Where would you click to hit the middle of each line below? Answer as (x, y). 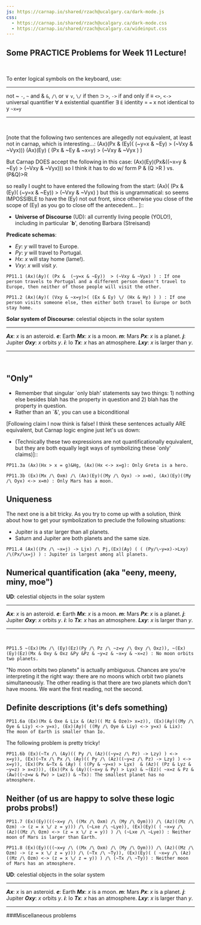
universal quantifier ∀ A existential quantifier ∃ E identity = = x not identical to (100, 102)
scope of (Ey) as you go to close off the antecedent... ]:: (75, 205)
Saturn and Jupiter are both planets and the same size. (83, 538)
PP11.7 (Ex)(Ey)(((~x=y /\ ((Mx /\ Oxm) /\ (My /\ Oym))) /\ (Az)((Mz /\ (100, 822)
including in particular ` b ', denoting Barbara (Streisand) (83, 223)
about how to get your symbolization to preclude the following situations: (96, 520)
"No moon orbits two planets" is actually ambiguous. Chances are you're (96, 670)
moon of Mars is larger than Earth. (52, 838)
